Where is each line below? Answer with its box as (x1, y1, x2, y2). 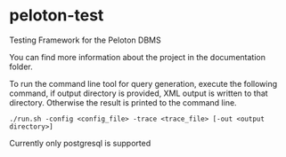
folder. (9, 61, 33, 72)
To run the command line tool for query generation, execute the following (9, 78, 278, 89)
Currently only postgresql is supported (9, 137, 151, 148)
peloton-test (9, 5, 104, 26)
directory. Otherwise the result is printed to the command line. (9, 97, 238, 107)
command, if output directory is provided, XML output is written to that (9, 88, 269, 98)
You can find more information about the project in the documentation (9, 51, 266, 62)
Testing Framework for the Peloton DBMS (9, 35, 162, 45)
